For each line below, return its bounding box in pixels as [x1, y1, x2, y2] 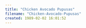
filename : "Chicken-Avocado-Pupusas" [5, 11, 82, 16]
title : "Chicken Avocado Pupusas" [5, 7, 75, 12]
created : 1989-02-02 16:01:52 [5, 16, 67, 20]
